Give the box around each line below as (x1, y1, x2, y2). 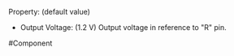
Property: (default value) (8, 7, 91, 16)
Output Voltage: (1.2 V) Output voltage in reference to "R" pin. (19, 23, 227, 32)
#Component (8, 38, 53, 48)
